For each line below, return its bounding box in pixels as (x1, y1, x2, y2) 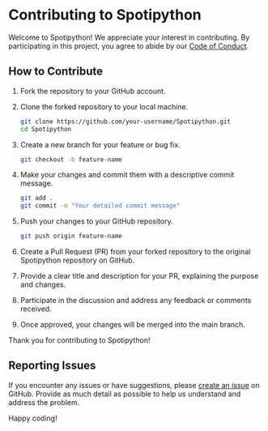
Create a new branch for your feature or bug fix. (19, 139, 181, 149)
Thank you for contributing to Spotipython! (8, 335, 151, 345)
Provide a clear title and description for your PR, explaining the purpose (19, 271, 259, 280)
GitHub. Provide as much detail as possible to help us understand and (8, 389, 241, 399)
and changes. (19, 280, 66, 289)
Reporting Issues (8, 359, 96, 373)
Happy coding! (8, 413, 58, 423)
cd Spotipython (19, 125, 72, 133)
